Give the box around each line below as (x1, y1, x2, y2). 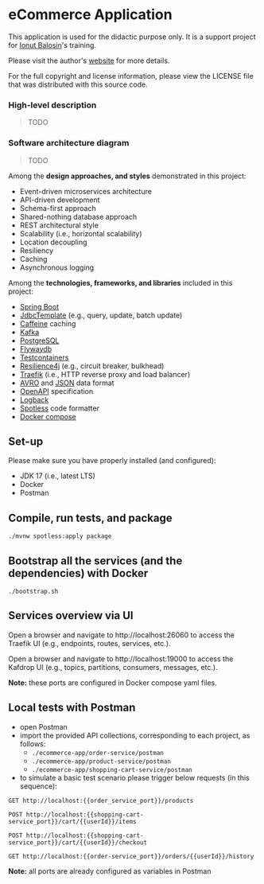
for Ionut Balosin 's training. (8, 40, 97, 49)
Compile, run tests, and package (8, 511, 173, 524)
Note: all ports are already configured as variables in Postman (8, 866, 212, 876)
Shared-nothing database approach (19, 212, 138, 221)
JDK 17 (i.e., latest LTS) (19, 471, 95, 481)
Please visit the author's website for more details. (8, 56, 170, 65)
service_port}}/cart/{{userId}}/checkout (8, 838, 148, 847)
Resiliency (19, 245, 54, 255)
